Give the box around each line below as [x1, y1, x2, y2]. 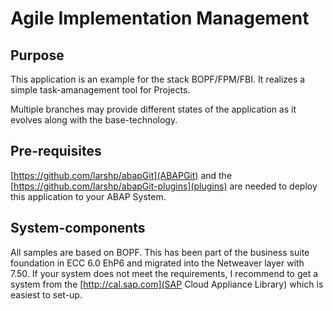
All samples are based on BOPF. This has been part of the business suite [10, 246, 310, 258]
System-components [10, 220, 146, 237]
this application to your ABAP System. [10, 190, 167, 202]
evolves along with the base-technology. [10, 114, 178, 126]
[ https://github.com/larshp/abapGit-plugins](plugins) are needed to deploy [10, 180, 318, 192]
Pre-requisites [10, 143, 102, 160]
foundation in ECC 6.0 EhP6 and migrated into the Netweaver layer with [10, 257, 305, 269]
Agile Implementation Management [10, 7, 310, 30]
